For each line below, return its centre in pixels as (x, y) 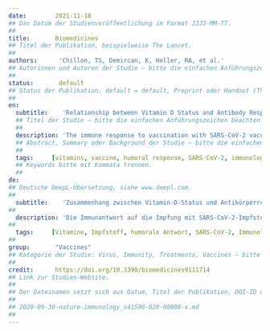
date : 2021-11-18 (50, 16)
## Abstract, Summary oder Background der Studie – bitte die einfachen (140, 143)
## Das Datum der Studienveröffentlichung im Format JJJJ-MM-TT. (120, 23)
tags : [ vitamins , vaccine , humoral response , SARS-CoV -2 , (122, 157)
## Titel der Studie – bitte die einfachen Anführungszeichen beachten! (140, 121)
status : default (46, 83)
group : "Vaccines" (50, 247)
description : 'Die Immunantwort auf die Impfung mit (106, 218)
